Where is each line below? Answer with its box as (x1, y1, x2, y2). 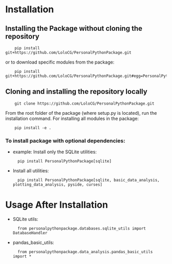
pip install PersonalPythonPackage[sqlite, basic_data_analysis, (17, 178, 160, 183)
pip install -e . (14, 125, 52, 130)
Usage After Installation (5, 199, 109, 211)
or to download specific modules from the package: (5, 59, 115, 65)
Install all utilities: (12, 168, 49, 174)
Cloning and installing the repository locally (5, 87, 147, 96)
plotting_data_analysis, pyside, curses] (12, 182, 102, 188)
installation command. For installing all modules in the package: (5, 115, 139, 121)
